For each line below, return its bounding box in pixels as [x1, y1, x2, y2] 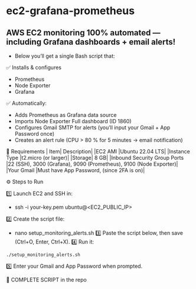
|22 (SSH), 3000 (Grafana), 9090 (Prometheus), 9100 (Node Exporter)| [6, 160, 178, 168]
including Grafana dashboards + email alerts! [6, 37, 176, 47]
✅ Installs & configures [6, 64, 62, 71]
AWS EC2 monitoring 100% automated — [6, 28, 161, 38]
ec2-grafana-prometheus [6, 4, 135, 18]
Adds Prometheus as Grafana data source [14, 111, 117, 119]
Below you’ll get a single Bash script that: [14, 52, 115, 60]
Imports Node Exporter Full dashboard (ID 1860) [14, 118, 132, 124]
